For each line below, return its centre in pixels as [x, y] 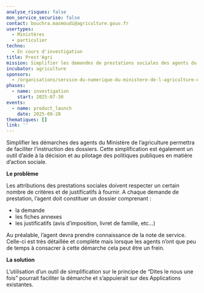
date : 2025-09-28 [39, 114]
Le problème [22, 174]
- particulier [29, 40]
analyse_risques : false [36, 12]
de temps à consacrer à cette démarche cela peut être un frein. [86, 248]
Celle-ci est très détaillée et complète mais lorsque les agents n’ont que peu [101, 242]
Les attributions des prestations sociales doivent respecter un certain [93, 186]
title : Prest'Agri [29, 57]
